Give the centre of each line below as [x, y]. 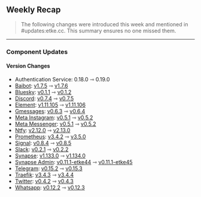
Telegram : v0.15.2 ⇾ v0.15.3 [48, 168]
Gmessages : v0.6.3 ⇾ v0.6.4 [50, 111]
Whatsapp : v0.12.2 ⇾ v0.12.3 [50, 187]
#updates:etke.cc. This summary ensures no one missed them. [98, 31]
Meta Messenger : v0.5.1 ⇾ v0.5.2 [56, 124]
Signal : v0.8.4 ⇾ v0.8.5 [43, 143]
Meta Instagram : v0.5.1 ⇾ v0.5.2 [54, 117]
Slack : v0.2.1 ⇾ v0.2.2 [42, 149]
